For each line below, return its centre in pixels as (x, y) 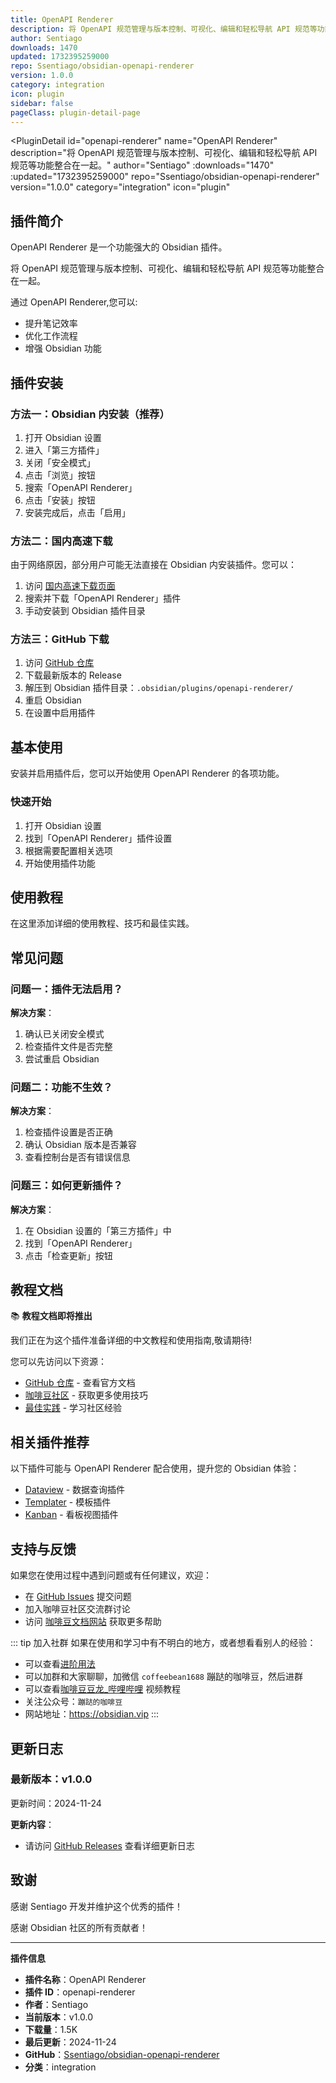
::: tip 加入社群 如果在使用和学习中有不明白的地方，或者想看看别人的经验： (163, 1643)
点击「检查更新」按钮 (68, 1255)
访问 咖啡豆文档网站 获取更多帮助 (93, 1622)
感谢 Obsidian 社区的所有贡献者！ (79, 1927)
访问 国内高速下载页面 (70, 586)
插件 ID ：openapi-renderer (80, 1992)
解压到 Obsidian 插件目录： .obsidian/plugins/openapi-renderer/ (159, 688)
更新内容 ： (32, 1824)
